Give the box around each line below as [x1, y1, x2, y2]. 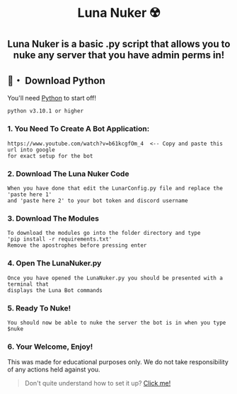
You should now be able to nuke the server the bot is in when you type [7, 319, 226, 326]
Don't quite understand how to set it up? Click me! [24, 379, 171, 388]
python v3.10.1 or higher [7, 108, 83, 115]
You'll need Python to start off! [7, 94, 97, 103]
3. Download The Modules [7, 213, 99, 223]
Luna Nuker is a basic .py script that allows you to [7, 37, 231, 50]
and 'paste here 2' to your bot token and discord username [7, 197, 189, 204]
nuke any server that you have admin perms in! [13, 49, 225, 61]
